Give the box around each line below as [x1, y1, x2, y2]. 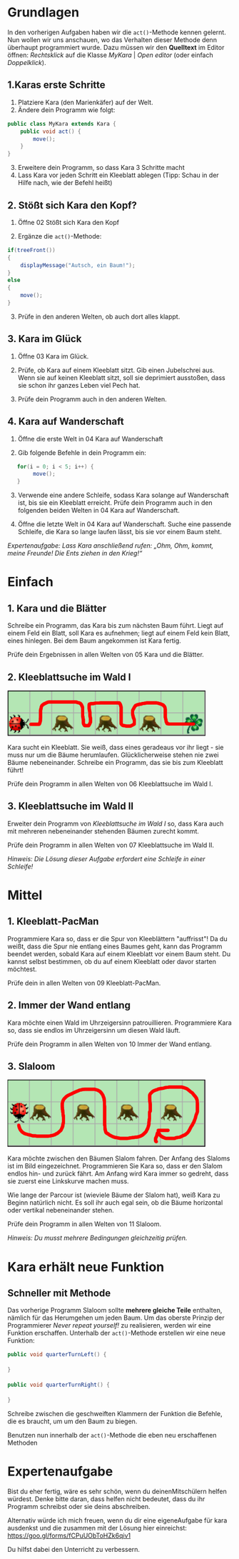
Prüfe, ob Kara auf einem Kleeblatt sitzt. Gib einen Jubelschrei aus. [17, 366, 215, 374]
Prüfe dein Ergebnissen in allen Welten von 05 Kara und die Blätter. [7, 651, 205, 659]
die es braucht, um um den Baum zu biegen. [7, 1417, 138, 1425]
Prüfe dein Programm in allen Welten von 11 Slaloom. [7, 1220, 162, 1228]
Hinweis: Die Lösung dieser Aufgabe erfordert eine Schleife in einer [7, 854, 205, 863]
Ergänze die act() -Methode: [17, 231, 102, 240]
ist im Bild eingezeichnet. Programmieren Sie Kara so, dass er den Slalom [7, 1162, 223, 1170]
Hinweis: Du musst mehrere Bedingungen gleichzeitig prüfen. [7, 1233, 188, 1243]
